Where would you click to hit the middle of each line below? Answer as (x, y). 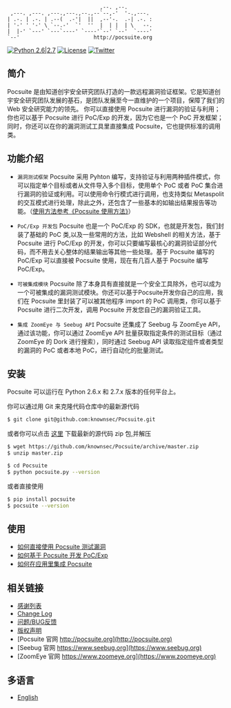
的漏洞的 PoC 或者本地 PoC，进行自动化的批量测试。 (92, 350)
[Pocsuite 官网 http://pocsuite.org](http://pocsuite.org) (94, 639)
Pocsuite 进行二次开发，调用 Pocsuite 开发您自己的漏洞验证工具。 (111, 309)
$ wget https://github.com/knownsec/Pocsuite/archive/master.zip (103, 447)
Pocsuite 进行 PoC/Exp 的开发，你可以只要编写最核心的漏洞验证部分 (114, 243)
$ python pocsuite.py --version (53, 472)
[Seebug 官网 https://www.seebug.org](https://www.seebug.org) (109, 648)
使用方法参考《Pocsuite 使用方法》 (80, 211)
